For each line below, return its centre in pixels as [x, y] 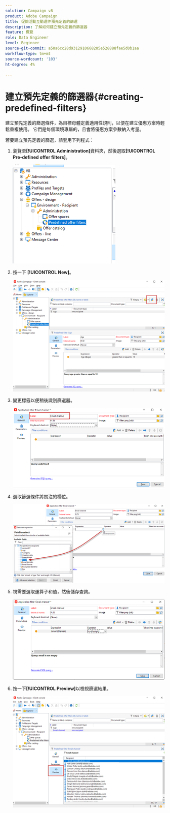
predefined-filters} [46, 108]
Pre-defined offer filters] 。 [41, 157]
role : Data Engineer [27, 38]
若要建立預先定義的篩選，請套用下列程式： [50, 140]
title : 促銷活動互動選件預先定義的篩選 [41, 21]
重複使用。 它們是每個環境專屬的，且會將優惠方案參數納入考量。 [77, 129]
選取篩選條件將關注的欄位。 [41, 497]
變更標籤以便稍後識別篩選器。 [44, 400]
